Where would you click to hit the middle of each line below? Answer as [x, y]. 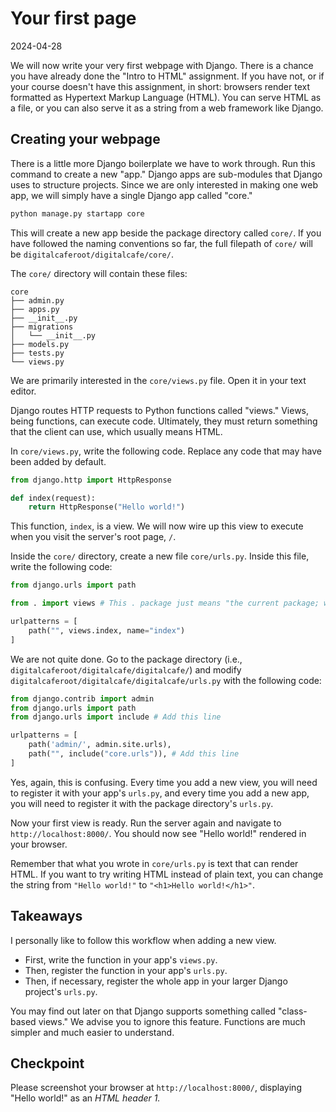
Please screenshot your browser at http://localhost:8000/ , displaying [156, 1088]
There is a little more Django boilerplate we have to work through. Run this [163, 163]
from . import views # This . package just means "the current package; [165, 603]
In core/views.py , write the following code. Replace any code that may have [166, 451]
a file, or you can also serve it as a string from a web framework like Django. [167, 108]
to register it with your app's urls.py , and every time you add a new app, [160, 793]
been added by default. [58, 461]
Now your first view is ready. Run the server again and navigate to [146, 823]
